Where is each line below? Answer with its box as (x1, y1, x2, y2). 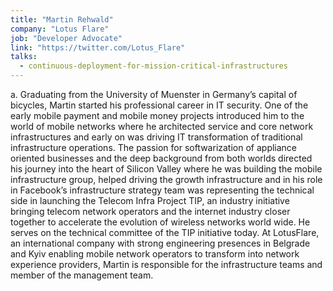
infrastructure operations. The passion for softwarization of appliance (10, 142, 298, 153)
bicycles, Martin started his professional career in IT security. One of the (10, 99, 309, 111)
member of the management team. (10, 269, 154, 281)
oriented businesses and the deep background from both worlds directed (10, 152, 313, 164)
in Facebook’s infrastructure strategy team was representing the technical (10, 184, 315, 196)
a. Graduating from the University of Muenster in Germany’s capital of (10, 89, 298, 100)
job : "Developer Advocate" (10, 33, 123, 43)
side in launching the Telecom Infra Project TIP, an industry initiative (10, 195, 290, 206)
